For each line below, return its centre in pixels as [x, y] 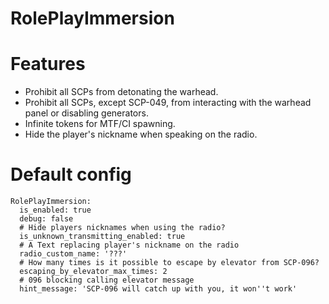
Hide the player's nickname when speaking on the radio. [141, 134]
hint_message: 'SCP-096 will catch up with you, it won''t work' [158, 289]
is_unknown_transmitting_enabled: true [102, 237]
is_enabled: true [55, 210]
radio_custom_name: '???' [73, 254]
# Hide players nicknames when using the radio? [122, 228]
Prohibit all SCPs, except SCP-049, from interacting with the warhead [168, 103]
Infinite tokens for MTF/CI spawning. [100, 124]
